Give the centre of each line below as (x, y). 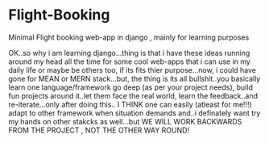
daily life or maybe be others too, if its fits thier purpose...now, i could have (132, 69)
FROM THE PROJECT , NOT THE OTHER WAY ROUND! (99, 130)
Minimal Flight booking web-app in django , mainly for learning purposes (129, 37)
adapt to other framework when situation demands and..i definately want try (134, 113)
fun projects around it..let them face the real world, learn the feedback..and (133, 95)
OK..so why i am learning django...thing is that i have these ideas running (129, 53)
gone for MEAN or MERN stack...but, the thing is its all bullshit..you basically (134, 78)
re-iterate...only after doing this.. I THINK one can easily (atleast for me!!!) (130, 104)
